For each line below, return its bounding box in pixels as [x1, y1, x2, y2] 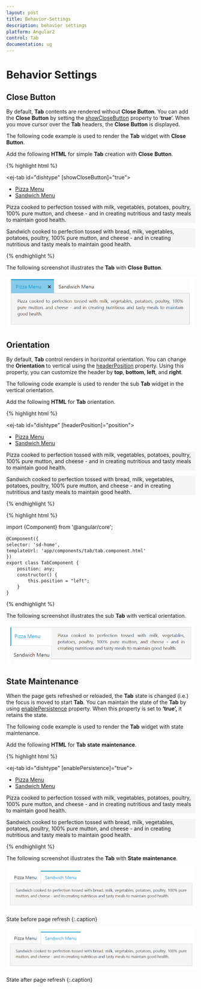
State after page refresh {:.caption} [6, 976, 93, 984]
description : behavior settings [6, 22, 87, 28]
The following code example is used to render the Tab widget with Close [6, 132, 186, 140]
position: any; [17, 565, 55, 572]
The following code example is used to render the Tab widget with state [6, 723, 184, 730]
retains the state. [6, 712, 48, 719]
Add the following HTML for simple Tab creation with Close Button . [6, 150, 173, 158]
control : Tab [6, 35, 39, 42]
